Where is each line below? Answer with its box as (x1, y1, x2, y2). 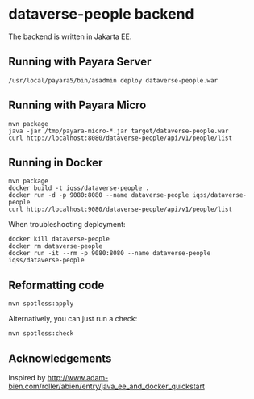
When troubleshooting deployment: (8, 220, 127, 229)
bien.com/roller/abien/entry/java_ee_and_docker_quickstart (8, 381, 206, 391)
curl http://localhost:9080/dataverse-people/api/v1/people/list (8, 205, 232, 214)
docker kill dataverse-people (8, 235, 110, 243)
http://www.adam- (47, 373, 109, 382)
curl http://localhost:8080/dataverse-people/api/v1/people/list (8, 134, 232, 142)
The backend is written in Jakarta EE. (8, 31, 132, 41)
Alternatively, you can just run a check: (8, 314, 138, 324)
